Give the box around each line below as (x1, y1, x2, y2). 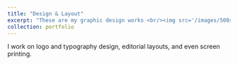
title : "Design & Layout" (7, 10, 84, 17)
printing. (7, 50, 32, 58)
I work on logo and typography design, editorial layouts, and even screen (7, 43, 221, 51)
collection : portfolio (7, 23, 74, 30)
